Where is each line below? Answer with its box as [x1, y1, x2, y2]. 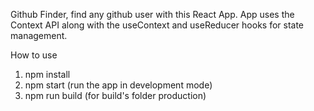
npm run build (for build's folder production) [24, 90, 207, 101]
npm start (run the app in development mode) [24, 79, 213, 91]
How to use [10, 49, 58, 61]
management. [10, 30, 68, 41]
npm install [24, 69, 71, 80]
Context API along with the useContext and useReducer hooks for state [10, 19, 305, 31]
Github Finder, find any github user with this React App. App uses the [10, 9, 295, 20]
